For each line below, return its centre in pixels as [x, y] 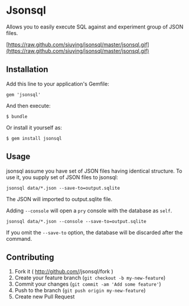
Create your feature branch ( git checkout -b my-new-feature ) [90, 278]
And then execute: [28, 106]
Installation [27, 70]
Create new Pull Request [45, 297]
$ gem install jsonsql [34, 138]
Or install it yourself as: [34, 128]
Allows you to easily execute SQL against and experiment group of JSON [95, 27]
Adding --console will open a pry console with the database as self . [89, 211]
